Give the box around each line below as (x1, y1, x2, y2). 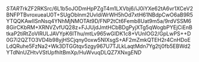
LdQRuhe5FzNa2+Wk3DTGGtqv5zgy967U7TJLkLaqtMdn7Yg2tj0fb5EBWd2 (6, 43, 191, 50)
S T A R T (6, 5, 23, 12)
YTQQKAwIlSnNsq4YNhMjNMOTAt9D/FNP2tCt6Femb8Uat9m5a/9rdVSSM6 (6, 18, 192, 24)
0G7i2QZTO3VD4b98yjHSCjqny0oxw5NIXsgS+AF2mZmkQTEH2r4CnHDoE (6, 37, 191, 43)
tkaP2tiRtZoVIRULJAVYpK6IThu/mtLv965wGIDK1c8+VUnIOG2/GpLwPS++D (6, 30, 191, 37)
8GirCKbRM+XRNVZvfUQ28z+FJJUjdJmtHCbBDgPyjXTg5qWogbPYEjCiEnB (6, 24, 193, 31)
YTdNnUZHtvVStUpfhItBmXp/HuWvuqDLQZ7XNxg (6, 49, 131, 56)
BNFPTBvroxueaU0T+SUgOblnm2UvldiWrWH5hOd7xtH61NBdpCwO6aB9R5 (6, 11, 193, 18)
